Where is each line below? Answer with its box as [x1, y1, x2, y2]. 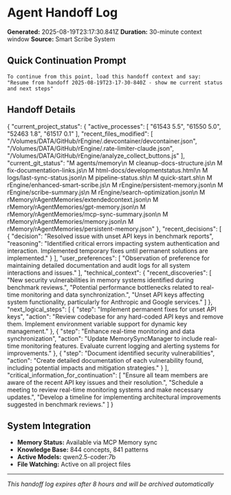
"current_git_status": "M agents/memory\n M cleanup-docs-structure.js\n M [7, 158, 223, 167]
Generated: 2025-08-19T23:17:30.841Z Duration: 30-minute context [7, 28, 202, 36]
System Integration [7, 420, 91, 432]
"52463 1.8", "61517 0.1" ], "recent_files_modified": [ [7, 129, 153, 138]
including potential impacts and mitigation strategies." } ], [7, 364, 169, 372]
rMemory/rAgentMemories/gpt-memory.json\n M [7, 202, 146, 211]
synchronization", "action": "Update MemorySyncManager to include [7, 334, 203, 342]
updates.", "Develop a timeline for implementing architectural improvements [7, 392, 221, 401]
